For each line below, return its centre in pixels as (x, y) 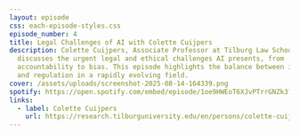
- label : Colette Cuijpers (67, 108)
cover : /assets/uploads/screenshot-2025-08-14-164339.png (119, 83)
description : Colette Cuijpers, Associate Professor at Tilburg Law (139, 51)
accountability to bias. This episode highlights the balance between (151, 67)
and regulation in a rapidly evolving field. (103, 75)
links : (21, 100)
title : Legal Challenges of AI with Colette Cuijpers (111, 42)
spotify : (25, 91)
